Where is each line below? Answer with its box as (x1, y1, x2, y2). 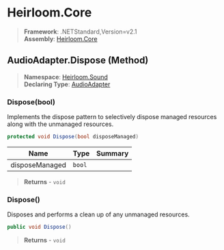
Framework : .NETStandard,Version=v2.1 (23, 27, 137, 36)
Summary (96, 149, 129, 158)
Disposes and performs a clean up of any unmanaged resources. (7, 210, 190, 218)
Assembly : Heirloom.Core (23, 34, 98, 42)
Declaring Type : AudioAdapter (23, 80, 111, 88)
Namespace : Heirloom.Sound (23, 73, 108, 81)
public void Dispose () (7, 224, 72, 231)
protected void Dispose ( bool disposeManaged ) (7, 134, 139, 140)
